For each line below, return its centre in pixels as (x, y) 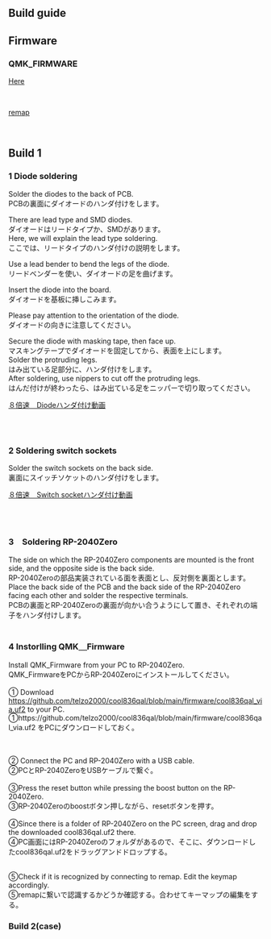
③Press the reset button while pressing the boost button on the (115, 787)
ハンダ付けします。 (54, 615)
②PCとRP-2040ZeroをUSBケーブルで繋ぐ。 (83, 770)
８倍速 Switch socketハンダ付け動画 (71, 495)
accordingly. (29, 885)
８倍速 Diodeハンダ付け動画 (57, 405)
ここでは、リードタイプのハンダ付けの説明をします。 (96, 247)
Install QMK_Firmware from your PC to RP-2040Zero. (97, 665)
